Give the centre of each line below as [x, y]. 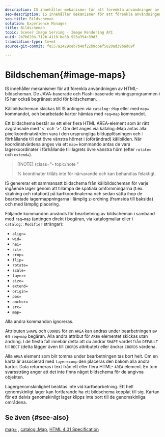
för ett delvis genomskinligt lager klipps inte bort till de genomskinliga [75, 397]
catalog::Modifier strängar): [34, 224]
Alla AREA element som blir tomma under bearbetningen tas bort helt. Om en [82, 356]
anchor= [20, 302]
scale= [19, 270]
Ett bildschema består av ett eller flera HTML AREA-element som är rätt [77, 123]
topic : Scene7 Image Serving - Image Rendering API [59, 32]
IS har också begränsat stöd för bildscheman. [51, 99]
